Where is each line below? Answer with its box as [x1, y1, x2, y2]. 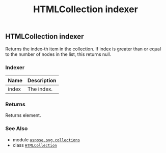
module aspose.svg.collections [12, 136, 80, 143]
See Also [5, 125, 28, 132]
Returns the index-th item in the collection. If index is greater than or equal [5, 46, 161, 52]
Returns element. [5, 112, 41, 118]
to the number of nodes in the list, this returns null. [5, 51, 112, 57]
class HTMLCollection [12, 142, 57, 148]
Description [27, 77, 57, 84]
